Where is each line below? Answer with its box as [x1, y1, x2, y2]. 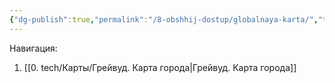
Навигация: [9, 42, 58, 54]
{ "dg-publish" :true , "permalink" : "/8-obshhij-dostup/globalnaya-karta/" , [9, 14, 319, 25]
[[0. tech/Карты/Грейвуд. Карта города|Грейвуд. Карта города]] [23, 61, 297, 73]
